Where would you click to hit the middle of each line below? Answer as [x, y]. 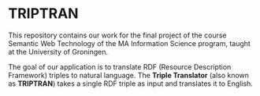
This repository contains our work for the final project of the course [117, 35]
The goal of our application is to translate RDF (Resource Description [120, 66]
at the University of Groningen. [58, 52]
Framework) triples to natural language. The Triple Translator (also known [129, 75]
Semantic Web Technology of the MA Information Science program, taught [129, 43]
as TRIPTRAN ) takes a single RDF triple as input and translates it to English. [131, 84]
